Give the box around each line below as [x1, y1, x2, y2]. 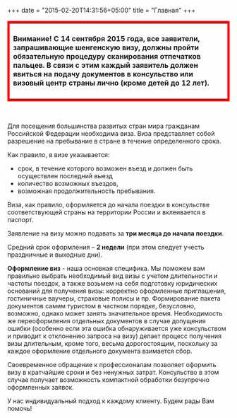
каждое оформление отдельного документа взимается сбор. [7, 347, 193, 355]
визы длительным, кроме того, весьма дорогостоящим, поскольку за [7, 339, 218, 347]
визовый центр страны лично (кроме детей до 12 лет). [13, 78, 209, 88]
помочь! [7, 404, 32, 412]
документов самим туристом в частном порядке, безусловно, [7, 301, 196, 310]
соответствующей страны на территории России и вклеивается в [7, 208, 206, 216]
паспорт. [7, 215, 34, 223]
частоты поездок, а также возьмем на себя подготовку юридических [7, 279, 218, 287]
